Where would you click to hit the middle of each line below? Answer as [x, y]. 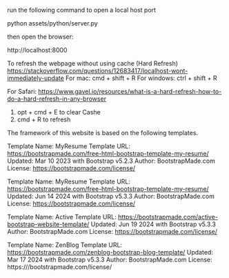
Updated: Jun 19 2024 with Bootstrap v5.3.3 [153, 224]
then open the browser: [40, 37]
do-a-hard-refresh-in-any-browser [57, 99]
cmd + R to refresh [44, 119]
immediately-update [36, 78]
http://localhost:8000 [37, 50]
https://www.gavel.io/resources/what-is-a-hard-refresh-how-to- [130, 91]
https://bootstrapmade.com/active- [168, 217]
